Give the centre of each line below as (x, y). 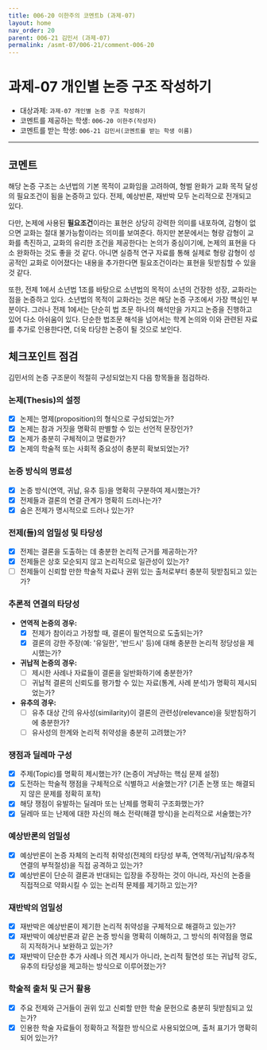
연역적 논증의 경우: (48, 623)
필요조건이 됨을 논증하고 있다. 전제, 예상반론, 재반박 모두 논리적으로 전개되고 (134, 196)
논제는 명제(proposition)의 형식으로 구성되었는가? (97, 418)
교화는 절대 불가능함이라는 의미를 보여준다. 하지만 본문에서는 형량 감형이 (134, 232)
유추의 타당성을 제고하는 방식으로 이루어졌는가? (93, 966)
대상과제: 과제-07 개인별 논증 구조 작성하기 (82, 111)
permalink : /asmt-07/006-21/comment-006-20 (81, 45)
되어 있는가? (39, 1037)
